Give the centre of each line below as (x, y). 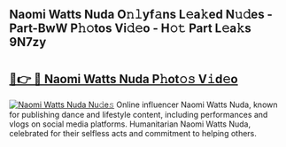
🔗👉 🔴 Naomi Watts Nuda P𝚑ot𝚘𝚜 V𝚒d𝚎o (124, 79)
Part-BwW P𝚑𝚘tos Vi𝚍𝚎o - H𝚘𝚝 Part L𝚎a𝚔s (130, 29)
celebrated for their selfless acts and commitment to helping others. (133, 133)
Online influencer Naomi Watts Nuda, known (197, 104)
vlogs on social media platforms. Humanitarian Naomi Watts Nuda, (130, 124)
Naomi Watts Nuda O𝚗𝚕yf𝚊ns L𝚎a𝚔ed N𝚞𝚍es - (141, 15)
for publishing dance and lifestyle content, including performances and (139, 115)
